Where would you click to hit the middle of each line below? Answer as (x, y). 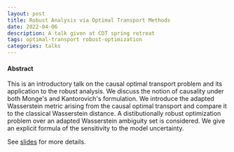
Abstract (20, 68)
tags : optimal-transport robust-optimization (75, 40)
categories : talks (34, 46)
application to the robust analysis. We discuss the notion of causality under (116, 91)
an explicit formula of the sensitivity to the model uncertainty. (96, 128)
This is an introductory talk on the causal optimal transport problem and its (115, 84)
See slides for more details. (47, 142)
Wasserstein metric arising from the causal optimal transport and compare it (117, 106)
